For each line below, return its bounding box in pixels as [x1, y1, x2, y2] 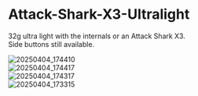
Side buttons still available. [8, 39, 95, 48]
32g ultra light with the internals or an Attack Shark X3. [8, 31, 186, 41]
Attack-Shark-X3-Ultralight [8, 5, 190, 23]
